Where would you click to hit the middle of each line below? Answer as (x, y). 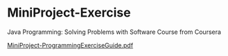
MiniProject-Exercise (69, 13)
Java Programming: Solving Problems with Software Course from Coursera (114, 32)
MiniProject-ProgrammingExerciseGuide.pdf (70, 45)
